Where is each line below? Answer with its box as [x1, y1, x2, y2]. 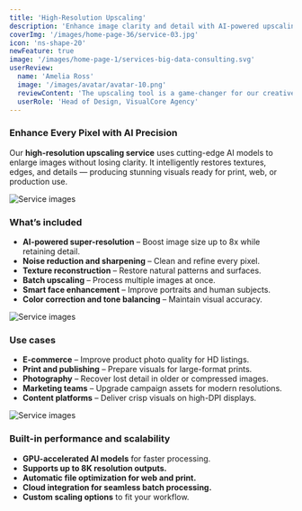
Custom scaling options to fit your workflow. [22, 491, 190, 502]
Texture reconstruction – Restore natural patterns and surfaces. [22, 265, 262, 276]
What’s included [9, 215, 83, 228]
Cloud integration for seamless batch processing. [22, 481, 212, 492]
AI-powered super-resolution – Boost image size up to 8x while [22, 236, 261, 247]
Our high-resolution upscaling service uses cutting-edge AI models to [9, 147, 274, 158]
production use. [9, 176, 68, 187]
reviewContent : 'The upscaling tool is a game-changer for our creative [17, 88, 296, 97]
